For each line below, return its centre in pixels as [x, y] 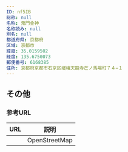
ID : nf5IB [19, 12]
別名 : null [19, 34]
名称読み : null [24, 29]
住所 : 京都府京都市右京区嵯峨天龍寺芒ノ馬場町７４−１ [65, 68]
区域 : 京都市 [20, 46]
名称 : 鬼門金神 [23, 23]
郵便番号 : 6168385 [28, 62]
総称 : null [19, 17]
